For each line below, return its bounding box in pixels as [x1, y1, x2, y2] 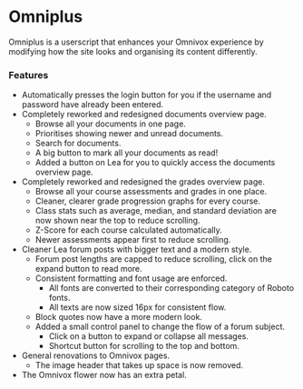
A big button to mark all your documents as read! [34, 147, 219, 158]
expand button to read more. [34, 264, 142, 274]
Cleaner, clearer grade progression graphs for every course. [34, 195, 260, 206]
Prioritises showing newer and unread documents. [34, 128, 224, 139]
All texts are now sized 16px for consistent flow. [48, 302, 227, 313]
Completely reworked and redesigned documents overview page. [21, 109, 267, 120]
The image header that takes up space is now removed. [34, 360, 244, 371]
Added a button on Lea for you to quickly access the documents [34, 157, 276, 168]
